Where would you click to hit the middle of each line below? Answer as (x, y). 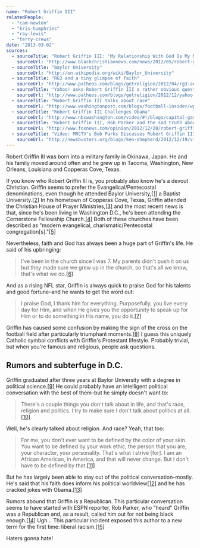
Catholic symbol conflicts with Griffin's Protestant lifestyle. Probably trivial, (98, 340)
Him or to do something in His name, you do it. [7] (81, 316)
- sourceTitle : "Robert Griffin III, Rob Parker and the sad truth (97, 123)
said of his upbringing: (34, 249)
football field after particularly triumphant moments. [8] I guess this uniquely (99, 334)
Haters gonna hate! (30, 538)
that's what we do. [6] (47, 274)
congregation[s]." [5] (31, 231)
